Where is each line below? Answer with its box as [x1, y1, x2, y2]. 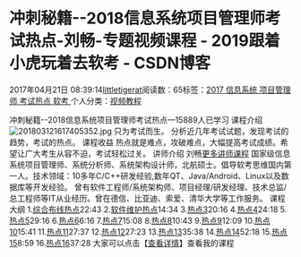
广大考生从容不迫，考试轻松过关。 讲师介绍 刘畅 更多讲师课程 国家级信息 [24, 148, 291, 158]
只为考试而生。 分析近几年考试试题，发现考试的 [113, 125, 289, 136]
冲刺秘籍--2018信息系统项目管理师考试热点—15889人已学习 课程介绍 [9, 114, 263, 125]
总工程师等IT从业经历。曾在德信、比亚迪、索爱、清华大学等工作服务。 [9, 193, 268, 203]
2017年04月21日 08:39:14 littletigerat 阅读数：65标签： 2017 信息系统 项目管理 [9, 84, 291, 95]
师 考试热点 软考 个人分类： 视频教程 [9, 95, 142, 106]
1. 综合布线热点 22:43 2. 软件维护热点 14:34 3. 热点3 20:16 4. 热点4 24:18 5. [26, 203, 288, 215]
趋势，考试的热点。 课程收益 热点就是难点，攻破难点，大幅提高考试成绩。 [9, 136, 280, 148]
